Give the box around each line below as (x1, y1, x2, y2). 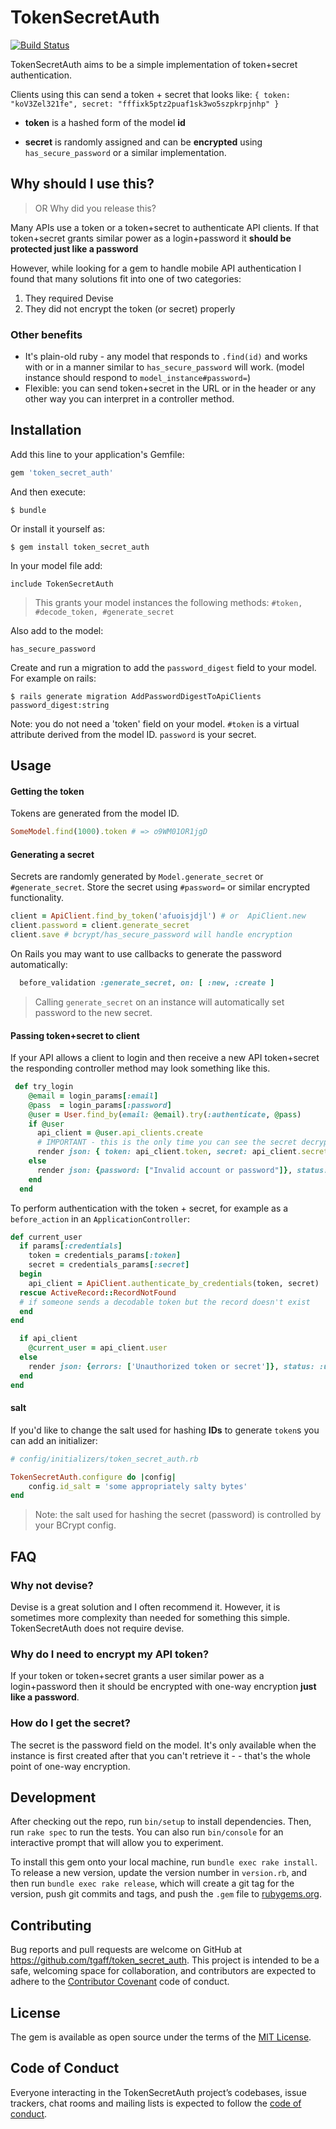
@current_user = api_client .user (28, 1343, 168, 1353)
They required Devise (24, 292, 114, 304)
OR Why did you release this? (34, 202, 157, 214)
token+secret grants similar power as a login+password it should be (10, 232, 292, 244)
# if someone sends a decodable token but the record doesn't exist (19, 1297, 311, 1307)
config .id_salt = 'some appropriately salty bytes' (28, 1481, 248, 1491)
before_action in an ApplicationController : (10, 1212, 191, 1225)
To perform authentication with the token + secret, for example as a (10, 1202, 289, 1214)
